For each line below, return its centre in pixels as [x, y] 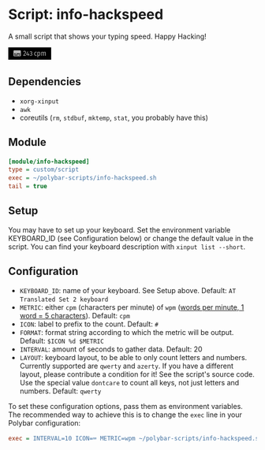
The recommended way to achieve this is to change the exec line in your [125, 415]
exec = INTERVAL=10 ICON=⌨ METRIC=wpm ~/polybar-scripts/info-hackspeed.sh [135, 438]
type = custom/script [44, 170]
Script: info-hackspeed [86, 15]
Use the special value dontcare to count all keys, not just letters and [129, 382]
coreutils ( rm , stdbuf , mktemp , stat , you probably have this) [114, 117]
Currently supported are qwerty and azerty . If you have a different [127, 366]
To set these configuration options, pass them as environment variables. [125, 406]
